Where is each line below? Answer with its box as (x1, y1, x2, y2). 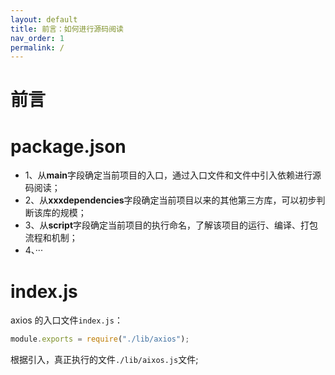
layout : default (10, 14, 78, 25)
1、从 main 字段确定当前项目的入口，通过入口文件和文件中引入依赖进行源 (24, 169, 322, 181)
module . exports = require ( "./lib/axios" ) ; (10, 334, 190, 345)
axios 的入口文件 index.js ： (10, 314, 123, 326)
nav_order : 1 (10, 33, 65, 43)
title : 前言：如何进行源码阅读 (10, 24, 124, 34)
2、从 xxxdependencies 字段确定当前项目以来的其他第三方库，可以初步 (24, 194, 317, 206)
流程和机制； (24, 232, 78, 244)
